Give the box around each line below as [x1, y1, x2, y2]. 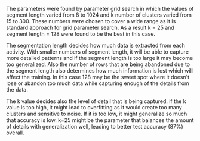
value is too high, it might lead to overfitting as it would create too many [6, 104, 182, 111]
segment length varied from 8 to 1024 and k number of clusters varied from [6, 11, 192, 18]
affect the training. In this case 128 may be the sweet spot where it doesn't [6, 74, 190, 80]
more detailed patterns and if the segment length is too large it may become [6, 55, 193, 61]
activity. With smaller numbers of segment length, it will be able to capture [6, 48, 189, 55]
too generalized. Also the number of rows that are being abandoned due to [6, 61, 190, 68]
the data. [6, 86, 28, 93]
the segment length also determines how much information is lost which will [6, 67, 193, 74]
